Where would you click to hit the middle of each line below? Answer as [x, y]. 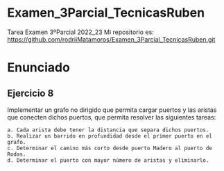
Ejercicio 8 [31, 93]
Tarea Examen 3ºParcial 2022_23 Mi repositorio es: [80, 32]
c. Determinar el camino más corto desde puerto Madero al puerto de [110, 148]
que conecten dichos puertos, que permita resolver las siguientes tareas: [112, 117]
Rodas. [17, 154]
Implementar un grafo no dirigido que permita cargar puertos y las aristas [112, 110]
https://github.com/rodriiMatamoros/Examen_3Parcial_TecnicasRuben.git [111, 39]
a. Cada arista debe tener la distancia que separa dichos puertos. [108, 130]
